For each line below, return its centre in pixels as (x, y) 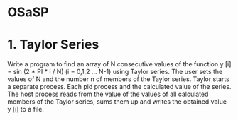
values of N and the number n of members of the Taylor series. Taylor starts (118, 79)
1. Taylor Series (53, 45)
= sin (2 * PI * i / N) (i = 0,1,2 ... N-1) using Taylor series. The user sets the (115, 72)
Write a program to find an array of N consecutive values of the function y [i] (119, 64)
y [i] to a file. (26, 109)
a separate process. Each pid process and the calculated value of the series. (119, 87)
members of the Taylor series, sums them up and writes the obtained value (117, 102)
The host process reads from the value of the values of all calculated (108, 94)
